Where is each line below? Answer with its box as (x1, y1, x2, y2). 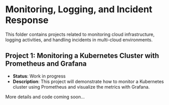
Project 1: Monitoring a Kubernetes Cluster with (5, 51, 159, 60)
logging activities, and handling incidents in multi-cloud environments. (5, 37, 153, 43)
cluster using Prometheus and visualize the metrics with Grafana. (12, 84, 150, 90)
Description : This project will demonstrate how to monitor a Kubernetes (12, 78, 164, 85)
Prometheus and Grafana (5, 60, 87, 68)
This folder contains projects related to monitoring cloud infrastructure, (5, 31, 155, 37)
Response (5, 14, 49, 26)
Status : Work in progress (12, 73, 66, 79)
